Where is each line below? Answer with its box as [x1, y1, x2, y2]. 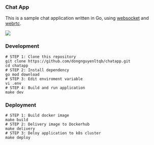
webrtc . [5, 20, 21, 26]
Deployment [5, 101, 37, 108]
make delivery [5, 126, 36, 131]
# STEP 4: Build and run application [5, 85, 85, 90]
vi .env [5, 81, 22, 86]
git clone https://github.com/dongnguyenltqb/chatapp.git [5, 58, 131, 64]
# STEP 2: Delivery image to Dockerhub [5, 122, 90, 127]
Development [5, 43, 40, 50]
